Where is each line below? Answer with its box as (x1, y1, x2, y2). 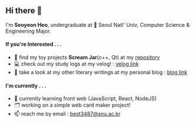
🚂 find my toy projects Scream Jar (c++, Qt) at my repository (13, 54, 160, 61)
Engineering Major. (5, 27, 51, 34)
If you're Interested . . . (5, 41, 62, 48)
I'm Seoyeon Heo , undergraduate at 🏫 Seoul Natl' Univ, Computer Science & (5, 21, 190, 28)
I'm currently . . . (5, 82, 46, 89)
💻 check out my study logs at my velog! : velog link (13, 61, 139, 68)
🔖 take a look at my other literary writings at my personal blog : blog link (13, 69, 188, 76)
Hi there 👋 (5, 6, 42, 16)
